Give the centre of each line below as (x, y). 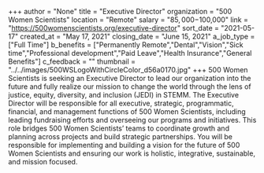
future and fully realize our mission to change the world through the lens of (130, 86)
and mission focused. (43, 162)
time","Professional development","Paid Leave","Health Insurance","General (130, 53)
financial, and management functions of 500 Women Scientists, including (127, 112)
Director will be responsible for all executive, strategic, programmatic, (121, 103)
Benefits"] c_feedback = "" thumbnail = (72, 61)
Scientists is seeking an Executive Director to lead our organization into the (130, 78)
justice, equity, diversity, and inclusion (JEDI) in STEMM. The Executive (123, 95)
